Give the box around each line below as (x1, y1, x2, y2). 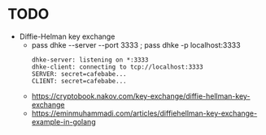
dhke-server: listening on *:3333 (31, 56, 149, 64)
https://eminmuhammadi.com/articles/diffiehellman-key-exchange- (31, 108, 258, 118)
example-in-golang (31, 116, 96, 126)
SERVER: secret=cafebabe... (31, 70, 127, 78)
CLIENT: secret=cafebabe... (31, 77, 127, 85)
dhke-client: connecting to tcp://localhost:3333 (31, 62, 204, 71)
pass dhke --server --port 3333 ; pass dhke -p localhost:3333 (31, 40, 241, 49)
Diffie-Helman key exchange (19, 32, 116, 41)
